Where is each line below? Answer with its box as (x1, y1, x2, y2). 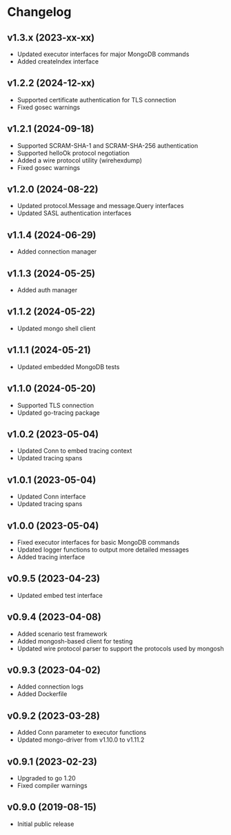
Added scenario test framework (17, 630, 108, 638)
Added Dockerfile (17, 690, 68, 698)
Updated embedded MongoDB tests (17, 362, 120, 370)
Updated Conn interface (17, 492, 86, 501)
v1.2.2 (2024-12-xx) (7, 77, 95, 89)
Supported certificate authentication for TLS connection (17, 95, 177, 104)
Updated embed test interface (17, 591, 103, 599)
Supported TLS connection (17, 401, 94, 409)
